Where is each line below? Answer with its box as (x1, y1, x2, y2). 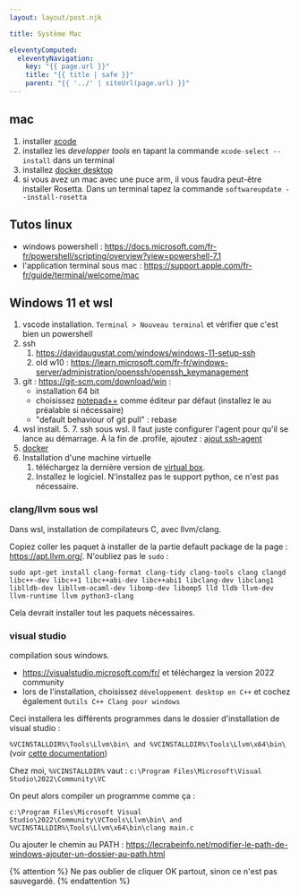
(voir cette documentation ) (9, 747, 108, 758)
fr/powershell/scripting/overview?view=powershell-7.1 (21, 250, 222, 261)
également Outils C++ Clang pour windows (21, 695, 181, 706)
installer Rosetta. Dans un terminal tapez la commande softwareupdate (21, 183, 282, 194)
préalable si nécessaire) (35, 405, 124, 416)
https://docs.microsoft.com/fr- (104, 241, 218, 252)
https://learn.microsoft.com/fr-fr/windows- (70, 357, 229, 368)
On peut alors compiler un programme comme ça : (9, 790, 195, 801)
